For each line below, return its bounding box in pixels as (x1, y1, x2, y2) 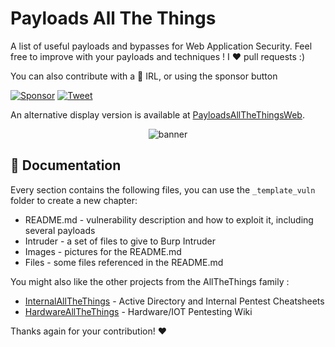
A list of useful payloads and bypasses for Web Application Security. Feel (10, 40, 313, 52)
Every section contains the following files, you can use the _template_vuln (10, 183, 316, 196)
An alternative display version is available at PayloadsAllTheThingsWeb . (10, 108, 305, 121)
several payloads (24, 224, 96, 236)
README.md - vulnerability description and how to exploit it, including (24, 213, 314, 226)
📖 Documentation (10, 157, 122, 174)
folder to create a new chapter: (10, 194, 138, 206)
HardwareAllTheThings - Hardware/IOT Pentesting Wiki (24, 305, 253, 317)
